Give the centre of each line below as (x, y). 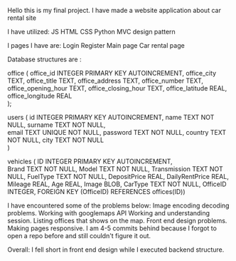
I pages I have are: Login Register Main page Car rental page (96, 45)
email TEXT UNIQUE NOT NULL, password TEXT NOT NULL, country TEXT (117, 132)
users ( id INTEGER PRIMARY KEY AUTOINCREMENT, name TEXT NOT (111, 117)
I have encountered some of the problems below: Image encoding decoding (118, 205)
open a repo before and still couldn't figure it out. (79, 236)
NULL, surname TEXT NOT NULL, (57, 125)
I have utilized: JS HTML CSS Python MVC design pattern (91, 32)
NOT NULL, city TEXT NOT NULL (56, 140)
